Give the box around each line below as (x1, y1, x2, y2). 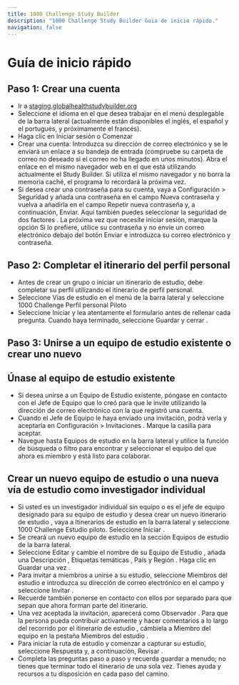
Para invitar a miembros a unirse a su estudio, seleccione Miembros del (17, 571, 228, 579)
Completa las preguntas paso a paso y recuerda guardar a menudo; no (17, 654, 226, 663)
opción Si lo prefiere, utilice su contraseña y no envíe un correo (17, 223, 205, 232)
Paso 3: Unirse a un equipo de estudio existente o (7, 336, 232, 349)
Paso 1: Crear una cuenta (7, 83, 121, 95)
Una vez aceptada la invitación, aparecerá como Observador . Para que (17, 609, 228, 618)
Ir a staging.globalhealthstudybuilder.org (17, 101, 138, 111)
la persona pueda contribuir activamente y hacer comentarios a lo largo (17, 616, 228, 625)
